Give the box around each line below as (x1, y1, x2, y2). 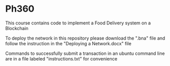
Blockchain (5, 25, 29, 31)
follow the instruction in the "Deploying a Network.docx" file (5, 40, 132, 46)
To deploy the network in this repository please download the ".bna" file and (5, 35, 165, 41)
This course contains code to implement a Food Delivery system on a (5, 20, 151, 26)
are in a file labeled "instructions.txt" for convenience (5, 55, 117, 61)
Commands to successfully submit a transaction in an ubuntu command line (5, 50, 165, 56)
